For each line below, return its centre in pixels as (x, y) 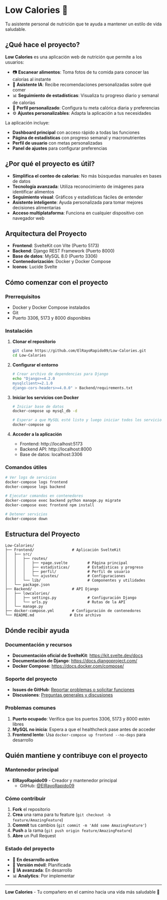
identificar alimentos (33, 191)
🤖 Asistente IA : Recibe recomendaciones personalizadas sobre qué (82, 85)
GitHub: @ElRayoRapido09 (47, 786)
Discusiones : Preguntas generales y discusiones (63, 695)
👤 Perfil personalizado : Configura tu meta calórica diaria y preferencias (86, 108)
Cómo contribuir (25, 799)
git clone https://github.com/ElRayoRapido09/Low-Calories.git (79, 351)
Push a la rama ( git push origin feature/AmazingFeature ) (72, 830)
